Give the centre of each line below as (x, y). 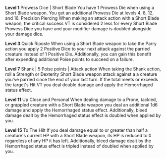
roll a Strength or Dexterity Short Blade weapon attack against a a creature (81, 74)
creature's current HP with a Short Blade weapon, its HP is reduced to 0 (78, 135)
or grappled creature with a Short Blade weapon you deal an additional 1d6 (81, 105)
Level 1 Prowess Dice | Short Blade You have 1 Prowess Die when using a (80, 8)
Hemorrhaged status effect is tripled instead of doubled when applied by (79, 146)
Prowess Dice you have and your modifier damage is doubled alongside (79, 29)
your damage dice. (24, 34)
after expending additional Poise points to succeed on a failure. (70, 59)
